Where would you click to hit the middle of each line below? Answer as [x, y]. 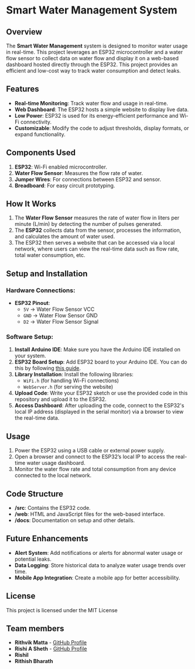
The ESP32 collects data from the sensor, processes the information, [98, 230]
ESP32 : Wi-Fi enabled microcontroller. [61, 167]
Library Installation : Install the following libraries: [74, 375]
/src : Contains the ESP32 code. [52, 508]
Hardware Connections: [41, 290]
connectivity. [36, 122]
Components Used [41, 153]
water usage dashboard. [56, 463]
